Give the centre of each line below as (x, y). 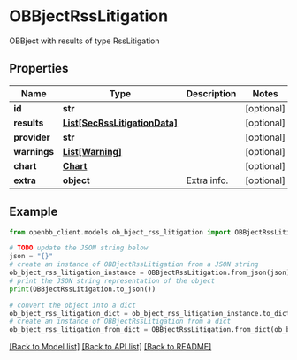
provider (32, 137)
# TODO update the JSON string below (79, 248)
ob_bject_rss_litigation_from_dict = (79, 330)
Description (211, 93)
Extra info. (207, 180)
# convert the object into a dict (73, 305)
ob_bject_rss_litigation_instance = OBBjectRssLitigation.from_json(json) (150, 273)
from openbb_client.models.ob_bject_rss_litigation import (120, 232)
